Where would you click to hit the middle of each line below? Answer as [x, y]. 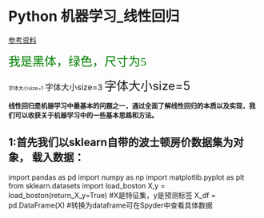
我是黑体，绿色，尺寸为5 [77, 61]
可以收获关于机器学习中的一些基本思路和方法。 [86, 115]
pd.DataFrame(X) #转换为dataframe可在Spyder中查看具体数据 [111, 205]
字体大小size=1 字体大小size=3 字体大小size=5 [99, 85]
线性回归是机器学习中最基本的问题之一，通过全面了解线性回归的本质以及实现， [129, 105]
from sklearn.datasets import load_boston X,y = [87, 185]
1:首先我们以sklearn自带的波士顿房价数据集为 [121, 143]
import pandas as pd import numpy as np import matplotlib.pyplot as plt [126, 177]
